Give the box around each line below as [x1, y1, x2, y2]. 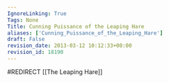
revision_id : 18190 [7, 49, 64, 56]
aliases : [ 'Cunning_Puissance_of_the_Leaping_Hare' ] [7, 29, 163, 37]
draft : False [7, 36, 45, 43]
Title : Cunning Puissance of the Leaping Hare [7, 23, 145, 30]
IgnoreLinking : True [7, 10, 67, 17]
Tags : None [7, 17, 39, 24]
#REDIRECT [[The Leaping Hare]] [7, 67, 103, 76]
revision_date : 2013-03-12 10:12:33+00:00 [7, 42, 132, 49]
